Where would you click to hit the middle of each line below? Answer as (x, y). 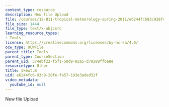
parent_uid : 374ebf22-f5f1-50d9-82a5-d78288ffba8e (59, 61)
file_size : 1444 (22, 24)
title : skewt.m (21, 71)
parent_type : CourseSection (35, 57)
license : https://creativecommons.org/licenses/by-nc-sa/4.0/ (72, 43)
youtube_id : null (28, 84)
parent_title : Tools (27, 52)
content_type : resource (30, 10)
